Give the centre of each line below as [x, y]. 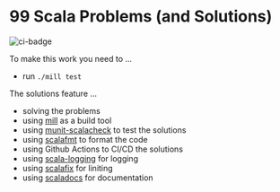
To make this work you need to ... [71, 58]
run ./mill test [52, 76]
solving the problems [61, 110]
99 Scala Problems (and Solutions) [141, 17]
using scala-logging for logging [80, 158]
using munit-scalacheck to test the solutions [104, 130]
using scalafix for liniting [68, 168]
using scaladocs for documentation [88, 178]
